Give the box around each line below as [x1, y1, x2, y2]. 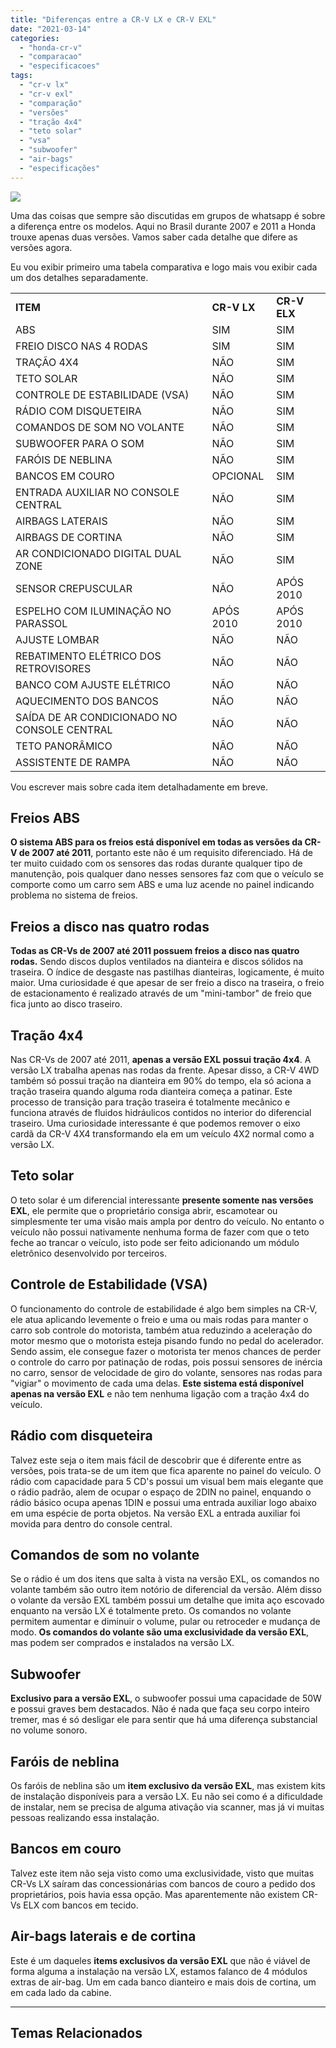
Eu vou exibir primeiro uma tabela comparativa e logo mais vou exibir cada [10, 261, 318, 273]
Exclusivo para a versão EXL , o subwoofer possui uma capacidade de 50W [10, 1692, 322, 1705]
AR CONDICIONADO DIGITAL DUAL [15, 546, 182, 560]
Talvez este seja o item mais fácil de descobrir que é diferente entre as [10, 1454, 302, 1466]
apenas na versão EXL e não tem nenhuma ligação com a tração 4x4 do [10, 1387, 310, 1400]
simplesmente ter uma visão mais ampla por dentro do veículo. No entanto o [10, 1215, 325, 1227]
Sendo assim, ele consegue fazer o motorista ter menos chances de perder [10, 1345, 322, 1357]
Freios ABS [10, 810, 81, 827]
